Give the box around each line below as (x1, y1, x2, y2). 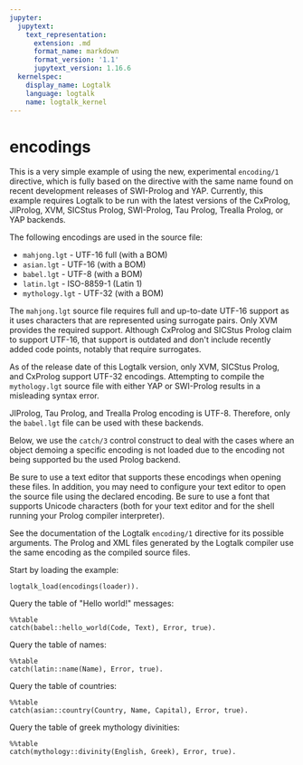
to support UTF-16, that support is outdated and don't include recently (9, 334, 271, 345)
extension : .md (33, 38, 91, 48)
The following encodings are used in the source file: (9, 232, 204, 243)
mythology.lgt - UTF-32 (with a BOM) (22, 288, 165, 299)
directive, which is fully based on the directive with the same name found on (9, 176, 294, 186)
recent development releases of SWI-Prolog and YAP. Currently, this (9, 186, 264, 196)
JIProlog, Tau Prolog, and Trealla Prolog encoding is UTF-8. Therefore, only (9, 408, 291, 419)
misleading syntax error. (9, 390, 99, 401)
